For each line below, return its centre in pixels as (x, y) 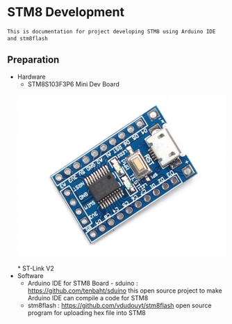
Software (30, 275)
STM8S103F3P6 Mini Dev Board (74, 84)
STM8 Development (66, 12)
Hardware (32, 77)
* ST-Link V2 (35, 268)
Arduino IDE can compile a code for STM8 (88, 298)
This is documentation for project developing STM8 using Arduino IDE (111, 31)
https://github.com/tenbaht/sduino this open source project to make (125, 291)
